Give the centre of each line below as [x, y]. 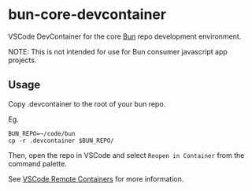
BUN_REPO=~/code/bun [42, 133]
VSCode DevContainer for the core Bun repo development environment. [125, 36]
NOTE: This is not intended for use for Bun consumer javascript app [118, 51]
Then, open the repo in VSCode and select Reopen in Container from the [126, 155]
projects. [22, 60]
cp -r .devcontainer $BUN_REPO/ [61, 140]
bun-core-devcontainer [87, 15]
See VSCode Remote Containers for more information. [96, 178]
